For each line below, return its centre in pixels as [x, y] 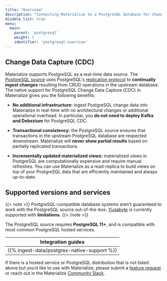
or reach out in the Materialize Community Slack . [55, 273]
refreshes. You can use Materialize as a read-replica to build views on [84, 166]
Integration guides [62, 242]
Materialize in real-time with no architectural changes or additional [80, 110]
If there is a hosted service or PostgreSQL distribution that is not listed [77, 263]
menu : [11, 24]
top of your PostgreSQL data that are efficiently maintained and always [85, 171]
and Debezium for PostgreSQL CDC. [50, 121]
